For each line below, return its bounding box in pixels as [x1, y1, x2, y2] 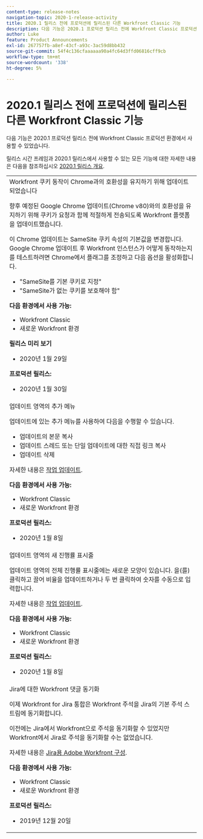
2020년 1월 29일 [19, 354, 68, 363]
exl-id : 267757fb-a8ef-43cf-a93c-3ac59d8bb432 [6, 43, 126, 49]
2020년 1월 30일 [19, 385, 68, 393]
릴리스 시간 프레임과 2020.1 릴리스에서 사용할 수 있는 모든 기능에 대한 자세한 [6, 155, 185, 162]
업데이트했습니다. [16, 220, 63, 229]
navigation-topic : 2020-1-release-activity [6, 15, 118, 21]
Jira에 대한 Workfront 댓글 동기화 [9, 685, 100, 693]
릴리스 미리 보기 [9, 339, 52, 348]
